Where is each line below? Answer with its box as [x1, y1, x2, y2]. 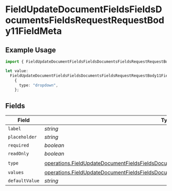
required [8, 142, 29, 149]
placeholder [8, 134, 37, 140]
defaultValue [8, 178, 40, 184]
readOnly [8, 151, 29, 157]
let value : [5, 68, 29, 74]
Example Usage [5, 45, 56, 54]
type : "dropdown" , [18, 83, 58, 88]
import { [5, 59, 24, 64]
